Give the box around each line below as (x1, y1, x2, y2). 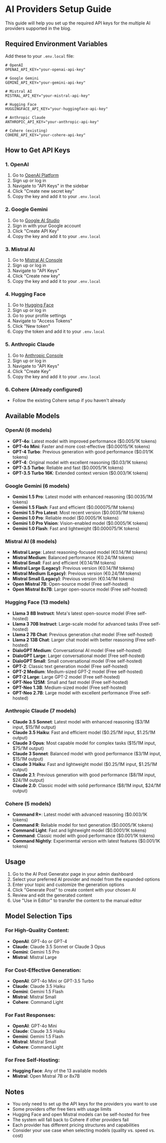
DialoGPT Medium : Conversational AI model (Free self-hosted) (12, 647, 142, 653)
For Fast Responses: (5, 1011, 56, 1018)
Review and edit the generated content (12, 892, 92, 898)
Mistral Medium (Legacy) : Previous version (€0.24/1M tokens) (12, 570, 141, 577)
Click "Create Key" (12, 368, 51, 374)
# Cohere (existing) (5, 128, 48, 133)
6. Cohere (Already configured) (5, 386, 83, 393)
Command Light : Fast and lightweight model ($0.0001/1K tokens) (12, 827, 147, 834)
